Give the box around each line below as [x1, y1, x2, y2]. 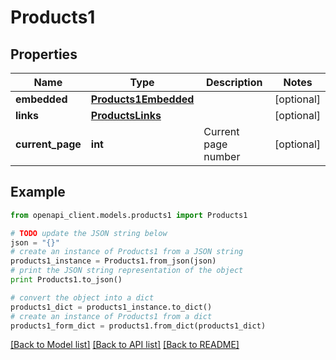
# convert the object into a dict [10, 292, 155, 303]
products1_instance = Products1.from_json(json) [10, 256, 217, 266]
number [203, 150, 241, 163]
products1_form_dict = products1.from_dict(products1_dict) [10, 321, 267, 331]
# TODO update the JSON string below [10, 228, 168, 238]
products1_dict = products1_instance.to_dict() [10, 302, 213, 312]
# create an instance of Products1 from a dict [10, 311, 213, 321]
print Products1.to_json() [10, 275, 123, 285]
